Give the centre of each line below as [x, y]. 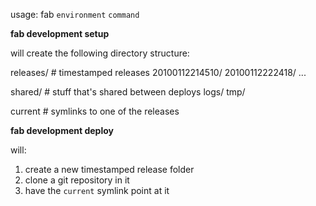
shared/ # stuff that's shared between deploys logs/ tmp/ [128, 92]
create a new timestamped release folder [109, 169]
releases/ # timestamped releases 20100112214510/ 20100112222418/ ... [158, 72]
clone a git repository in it [77, 180]
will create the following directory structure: [100, 53]
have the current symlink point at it [97, 190]
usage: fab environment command [75, 14]
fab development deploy [62, 130]
